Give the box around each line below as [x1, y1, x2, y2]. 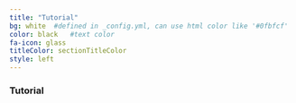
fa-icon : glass [9, 38, 67, 47]
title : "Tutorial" [9, 13, 79, 22]
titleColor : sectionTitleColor [9, 47, 127, 56]
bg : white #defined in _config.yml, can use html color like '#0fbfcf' [9, 21, 289, 30]
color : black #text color [9, 30, 116, 39]
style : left [9, 55, 54, 64]
